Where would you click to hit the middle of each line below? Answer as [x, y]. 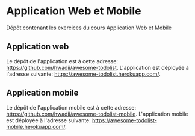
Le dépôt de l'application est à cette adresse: [62, 61]
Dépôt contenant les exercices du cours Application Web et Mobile [89, 28]
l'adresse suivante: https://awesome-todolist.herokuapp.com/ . [83, 74]
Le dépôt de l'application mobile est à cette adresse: [71, 107]
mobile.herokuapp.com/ [36, 126]
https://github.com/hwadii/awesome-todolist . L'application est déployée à [98, 67]
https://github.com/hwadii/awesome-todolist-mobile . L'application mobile [97, 114]
